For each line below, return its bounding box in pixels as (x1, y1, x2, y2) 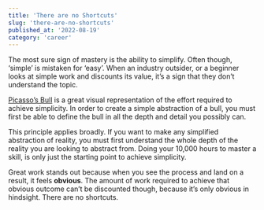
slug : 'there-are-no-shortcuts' (8, 19, 114, 27)
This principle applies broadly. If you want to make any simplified (8, 127, 219, 137)
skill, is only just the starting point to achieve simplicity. (8, 153, 187, 162)
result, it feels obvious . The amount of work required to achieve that (8, 176, 230, 186)
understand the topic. (8, 80, 79, 90)
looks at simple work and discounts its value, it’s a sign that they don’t (8, 72, 235, 81)
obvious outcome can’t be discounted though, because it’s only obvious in (8, 184, 250, 193)
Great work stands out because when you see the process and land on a (8, 168, 244, 177)
